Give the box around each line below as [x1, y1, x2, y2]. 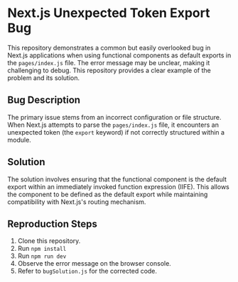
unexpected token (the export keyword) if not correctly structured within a [7, 128, 225, 136]
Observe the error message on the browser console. [17, 259, 172, 268]
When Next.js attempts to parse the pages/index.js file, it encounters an [7, 120, 219, 129]
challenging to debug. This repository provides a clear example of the [7, 66, 211, 74]
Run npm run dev [17, 252, 67, 260]
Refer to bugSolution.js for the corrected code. [17, 267, 158, 276]
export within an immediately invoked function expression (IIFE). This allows [7, 182, 229, 191]
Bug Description [7, 94, 80, 106]
